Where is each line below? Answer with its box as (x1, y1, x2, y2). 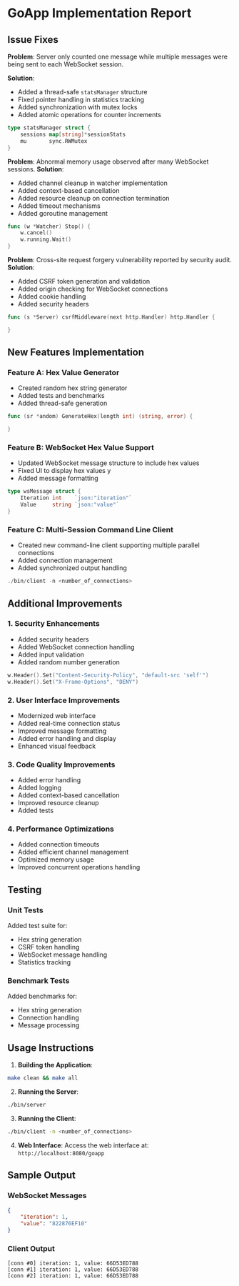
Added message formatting (17, 474, 98, 483)
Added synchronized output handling (17, 564, 127, 572)
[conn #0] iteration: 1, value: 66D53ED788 (7, 1260, 139, 1267)
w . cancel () (20, 229, 53, 236)
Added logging (17, 784, 62, 792)
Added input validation (17, 650, 84, 659)
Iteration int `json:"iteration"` (20, 494, 133, 502)
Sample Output (7, 1170, 76, 1182)
